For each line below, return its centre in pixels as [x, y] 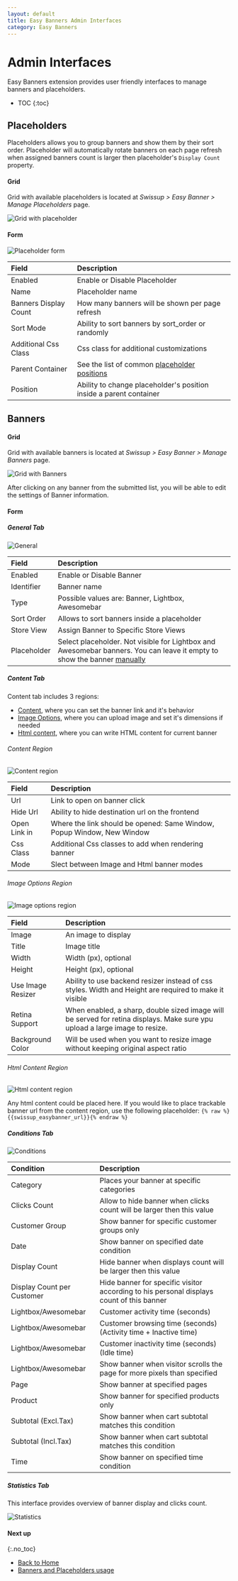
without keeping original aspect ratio [126, 1049]
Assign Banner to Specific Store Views [121, 630]
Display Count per [41, 1287]
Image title [83, 947]
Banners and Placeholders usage [66, 1570]
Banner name [80, 586]
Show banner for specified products [159, 1397]
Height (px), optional [100, 969]
